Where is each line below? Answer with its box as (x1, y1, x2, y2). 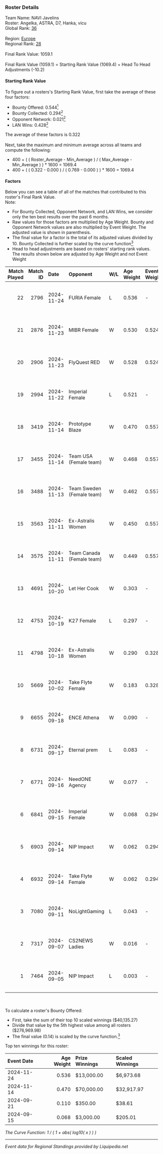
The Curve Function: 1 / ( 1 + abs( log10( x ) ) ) (5, 1129, 97, 1135)
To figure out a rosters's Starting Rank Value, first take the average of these (5, 89, 156, 95)
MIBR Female (68, 326, 98, 333)
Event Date (7, 1057, 33, 1064)
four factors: (5, 94, 30, 100)
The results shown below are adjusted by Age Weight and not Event (12, 251, 148, 257)
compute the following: (5, 147, 51, 153)
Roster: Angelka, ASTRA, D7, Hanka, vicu (5, 20, 87, 26)
